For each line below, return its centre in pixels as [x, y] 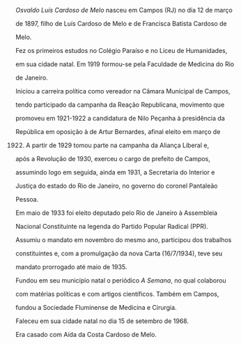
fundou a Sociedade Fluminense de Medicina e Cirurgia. [96, 307]
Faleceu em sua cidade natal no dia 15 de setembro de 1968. [102, 321]
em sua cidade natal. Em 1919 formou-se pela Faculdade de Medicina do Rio [125, 64]
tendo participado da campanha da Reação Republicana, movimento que [120, 105]
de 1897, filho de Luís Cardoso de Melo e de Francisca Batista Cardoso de [121, 23]
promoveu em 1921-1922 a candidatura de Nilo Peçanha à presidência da [120, 118]
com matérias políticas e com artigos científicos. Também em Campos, [117, 294]
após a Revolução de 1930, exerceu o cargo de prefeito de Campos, [113, 159]
